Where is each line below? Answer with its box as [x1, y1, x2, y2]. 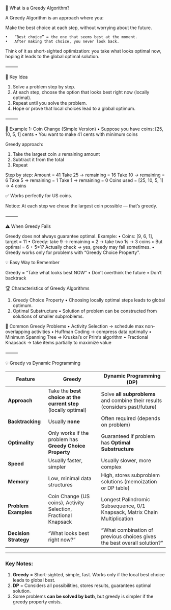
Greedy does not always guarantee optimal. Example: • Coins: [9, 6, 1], [5, 233, 154, 239]
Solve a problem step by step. [12, 84, 75, 89]
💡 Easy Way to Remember [5, 260, 60, 265]
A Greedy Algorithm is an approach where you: [5, 15, 104, 20]
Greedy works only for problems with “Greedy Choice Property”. [5, 249, 140, 255]
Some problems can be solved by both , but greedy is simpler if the [12, 593, 154, 600]
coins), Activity [48, 499, 84, 506]
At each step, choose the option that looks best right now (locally [12, 89, 150, 95]
